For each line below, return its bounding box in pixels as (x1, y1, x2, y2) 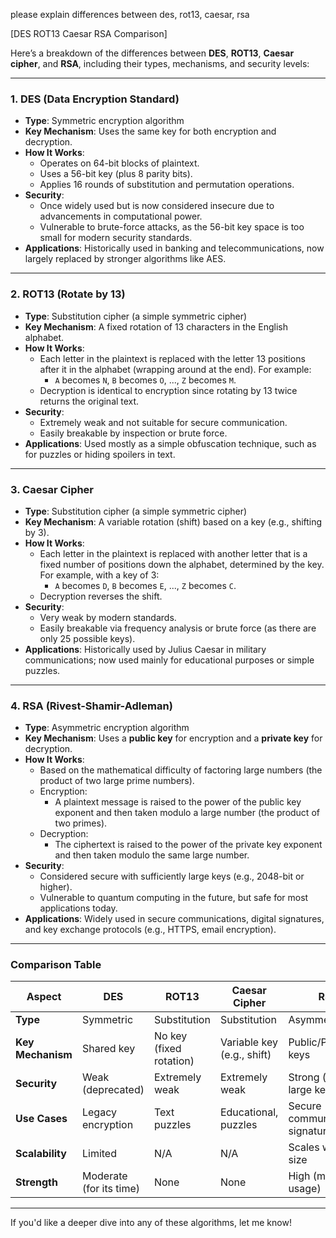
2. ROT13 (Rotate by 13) (10, 287, 126, 301)
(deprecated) (81, 1083, 145, 1097)
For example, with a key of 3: (39, 569, 160, 581)
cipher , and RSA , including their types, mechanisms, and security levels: (10, 58, 310, 69)
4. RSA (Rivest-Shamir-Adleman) (10, 699, 173, 713)
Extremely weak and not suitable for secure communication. (39, 416, 288, 428)
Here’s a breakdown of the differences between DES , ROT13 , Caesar (10, 47, 295, 59)
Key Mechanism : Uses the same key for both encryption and (24, 125, 277, 138)
